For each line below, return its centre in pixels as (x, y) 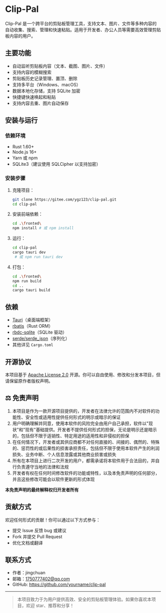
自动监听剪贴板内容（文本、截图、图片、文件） (60, 66)
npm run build (27, 281)
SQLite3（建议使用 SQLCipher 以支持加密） (57, 164)
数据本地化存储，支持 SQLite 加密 (46, 91)
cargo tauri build (31, 290)
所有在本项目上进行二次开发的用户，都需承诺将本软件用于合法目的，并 (84, 461)
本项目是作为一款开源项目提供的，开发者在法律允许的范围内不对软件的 (84, 411)
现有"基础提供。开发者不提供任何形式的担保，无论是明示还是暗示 (91, 429)
